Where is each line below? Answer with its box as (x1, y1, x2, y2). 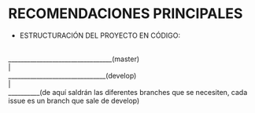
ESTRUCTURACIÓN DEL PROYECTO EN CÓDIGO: (19, 31, 181, 40)
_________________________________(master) (8, 54, 140, 64)
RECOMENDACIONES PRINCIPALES (8, 5, 243, 23)
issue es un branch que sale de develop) (8, 96, 140, 105)
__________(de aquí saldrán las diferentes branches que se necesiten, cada (8, 87, 248, 97)
